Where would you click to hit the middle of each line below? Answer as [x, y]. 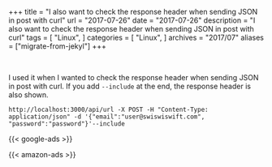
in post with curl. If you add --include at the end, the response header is [130, 86]
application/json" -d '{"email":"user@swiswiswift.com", [107, 117]
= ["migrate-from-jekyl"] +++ [58, 46]
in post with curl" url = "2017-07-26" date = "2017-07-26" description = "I [132, 20]
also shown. [28, 95]
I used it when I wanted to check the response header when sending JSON [134, 77]
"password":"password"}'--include [67, 124]
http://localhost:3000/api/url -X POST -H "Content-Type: [108, 109]
